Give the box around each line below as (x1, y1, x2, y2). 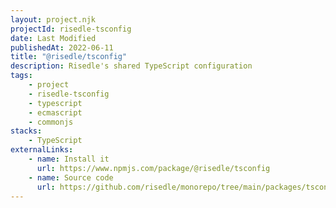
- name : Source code (28, 172, 114, 183)
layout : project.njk (10, 14, 97, 25)
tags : (10, 71, 33, 81)
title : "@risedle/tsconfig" (10, 52, 128, 62)
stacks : (10, 126, 43, 136)
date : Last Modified (10, 33, 97, 43)
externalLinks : (10, 145, 74, 155)
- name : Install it (28, 154, 110, 164)
